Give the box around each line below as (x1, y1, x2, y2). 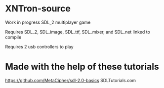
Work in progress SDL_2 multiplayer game (5, 19, 91, 25)
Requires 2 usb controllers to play (5, 44, 74, 49)
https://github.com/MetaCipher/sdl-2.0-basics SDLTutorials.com (5, 77, 136, 83)
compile (5, 34, 22, 40)
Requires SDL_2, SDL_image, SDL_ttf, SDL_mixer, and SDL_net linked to (5, 29, 151, 35)
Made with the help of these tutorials (5, 61, 159, 72)
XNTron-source (5, 3, 71, 14)
